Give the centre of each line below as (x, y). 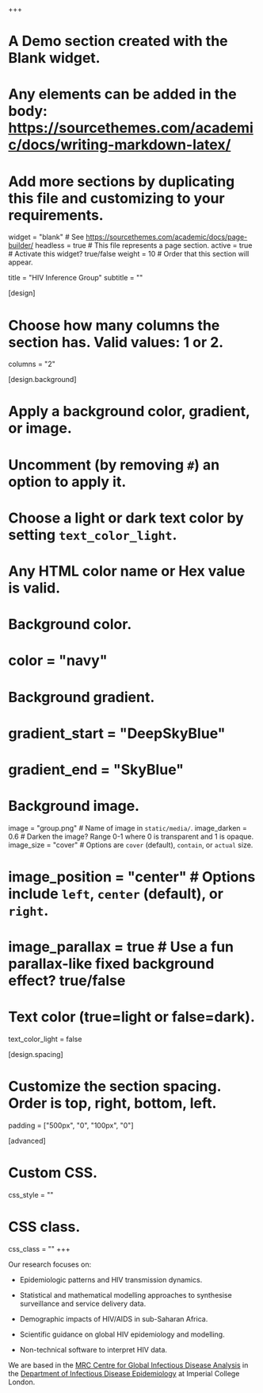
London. (22, 1382)
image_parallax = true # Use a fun (121, 947)
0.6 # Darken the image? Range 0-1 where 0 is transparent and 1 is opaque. (131, 836)
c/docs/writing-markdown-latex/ (120, 145)
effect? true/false (67, 981)
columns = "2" (32, 364)
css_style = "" (31, 1195)
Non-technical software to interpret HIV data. (93, 1350)
